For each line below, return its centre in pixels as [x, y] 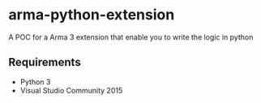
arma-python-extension [92, 15]
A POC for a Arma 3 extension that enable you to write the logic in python [131, 37]
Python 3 [35, 81]
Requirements [45, 62]
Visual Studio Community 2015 [71, 90]
